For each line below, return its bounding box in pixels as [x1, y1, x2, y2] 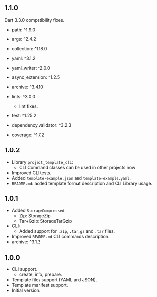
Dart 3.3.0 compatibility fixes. [4, 17, 65, 23]
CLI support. [11, 266, 38, 272]
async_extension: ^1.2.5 [11, 74, 60, 80]
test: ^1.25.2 [11, 112, 37, 118]
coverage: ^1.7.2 [11, 132, 45, 138]
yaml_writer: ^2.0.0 [11, 65, 50, 71]
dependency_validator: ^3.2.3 [11, 122, 72, 128]
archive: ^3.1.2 [11, 239, 41, 245]
